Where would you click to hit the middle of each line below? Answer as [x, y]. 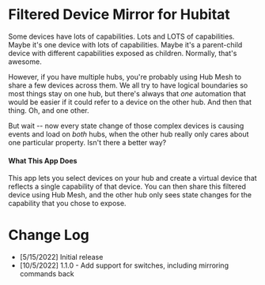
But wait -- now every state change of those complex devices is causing [126, 126]
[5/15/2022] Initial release [61, 257]
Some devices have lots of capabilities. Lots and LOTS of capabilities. [121, 36]
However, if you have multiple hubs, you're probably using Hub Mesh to [125, 77]
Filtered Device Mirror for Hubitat [119, 15]
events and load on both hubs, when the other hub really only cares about [129, 134]
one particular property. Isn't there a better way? [87, 142]
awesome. [25, 62]
